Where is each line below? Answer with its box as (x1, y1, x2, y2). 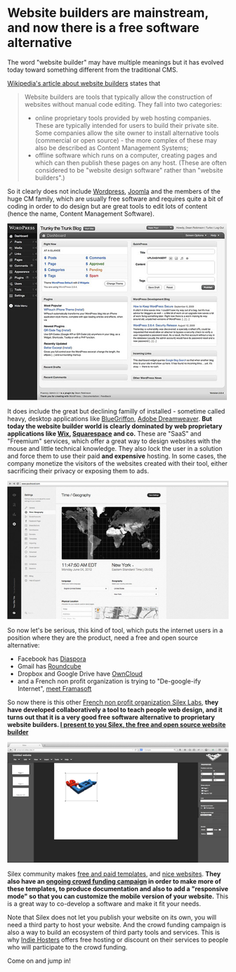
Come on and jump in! (7, 957, 72, 965)
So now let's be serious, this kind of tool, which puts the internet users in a (7, 626, 223, 634)
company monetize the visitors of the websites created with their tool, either (7, 459, 228, 468)
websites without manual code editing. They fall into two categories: (24, 100, 223, 108)
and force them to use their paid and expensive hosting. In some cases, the (7, 452, 227, 460)
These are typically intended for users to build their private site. (34, 121, 219, 129)
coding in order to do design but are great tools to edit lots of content (7, 202, 208, 210)
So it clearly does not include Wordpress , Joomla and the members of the (7, 187, 221, 195)
